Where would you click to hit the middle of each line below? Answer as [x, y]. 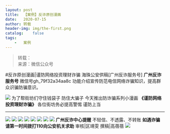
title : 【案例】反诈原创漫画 [33, 15]
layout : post [19, 10]
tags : [11, 38]
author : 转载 [18, 24]
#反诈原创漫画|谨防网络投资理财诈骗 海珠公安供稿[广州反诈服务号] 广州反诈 [83, 75]
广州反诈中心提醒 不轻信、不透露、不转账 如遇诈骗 [108, 119]
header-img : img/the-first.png [38, 29]
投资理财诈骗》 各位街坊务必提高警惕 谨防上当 [53, 104]
